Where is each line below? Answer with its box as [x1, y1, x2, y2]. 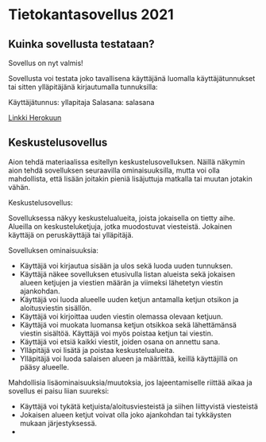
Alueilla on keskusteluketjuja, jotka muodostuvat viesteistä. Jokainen [8, 221, 233, 231]
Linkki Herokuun [8, 113, 62, 122]
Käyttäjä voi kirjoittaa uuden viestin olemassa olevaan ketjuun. [19, 312, 224, 321]
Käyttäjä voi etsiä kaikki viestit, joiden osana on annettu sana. [19, 336, 221, 347]
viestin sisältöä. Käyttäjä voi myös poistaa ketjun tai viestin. [19, 328, 214, 338]
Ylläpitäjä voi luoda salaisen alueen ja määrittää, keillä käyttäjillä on [19, 354, 238, 363]
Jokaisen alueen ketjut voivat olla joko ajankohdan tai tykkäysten [19, 409, 232, 419]
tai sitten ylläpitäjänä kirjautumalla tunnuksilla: [8, 82, 158, 91]
